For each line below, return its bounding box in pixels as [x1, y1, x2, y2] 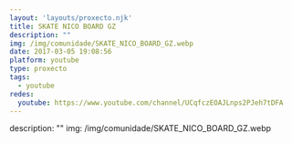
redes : [9, 89, 35, 98]
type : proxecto [9, 65, 68, 74]
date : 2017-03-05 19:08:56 [9, 47, 112, 56]
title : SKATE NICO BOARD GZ [9, 22, 117, 31]
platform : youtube [9, 56, 79, 65]
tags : [9, 73, 30, 82]
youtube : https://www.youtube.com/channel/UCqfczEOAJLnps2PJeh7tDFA [17, 97, 284, 107]
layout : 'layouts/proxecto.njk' [9, 13, 132, 23]
